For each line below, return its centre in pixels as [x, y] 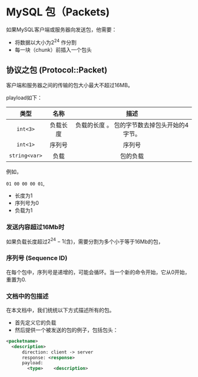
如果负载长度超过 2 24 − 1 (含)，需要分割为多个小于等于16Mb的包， [85, 241]
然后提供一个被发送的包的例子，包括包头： [66, 330]
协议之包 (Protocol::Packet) [57, 70]
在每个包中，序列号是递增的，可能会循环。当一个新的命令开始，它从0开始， [98, 272]
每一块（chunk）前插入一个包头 [53, 49]
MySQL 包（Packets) [58, 12]
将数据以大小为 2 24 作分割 [45, 42]
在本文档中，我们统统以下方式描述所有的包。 [60, 310]
